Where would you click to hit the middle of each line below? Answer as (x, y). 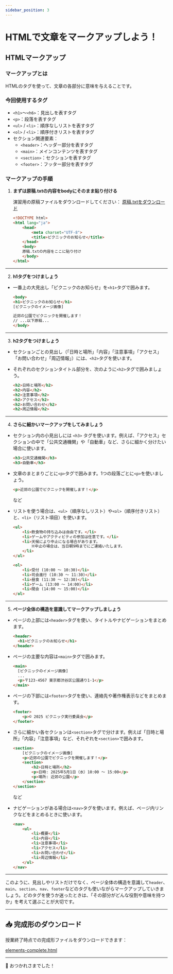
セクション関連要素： (35, 138)
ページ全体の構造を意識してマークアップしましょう (67, 609)
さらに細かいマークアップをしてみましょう (58, 425)
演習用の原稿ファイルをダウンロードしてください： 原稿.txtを (78, 202)
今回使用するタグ (27, 100)
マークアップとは (27, 74)
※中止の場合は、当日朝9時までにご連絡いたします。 (78, 546)
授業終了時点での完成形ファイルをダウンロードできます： (66, 940)
